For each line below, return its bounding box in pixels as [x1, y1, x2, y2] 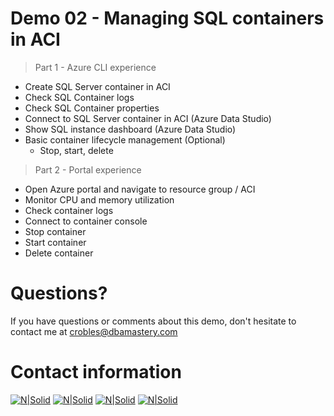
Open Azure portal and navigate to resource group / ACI [24, 183, 256, 195]
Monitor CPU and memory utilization [24, 193, 175, 206]
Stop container [24, 225, 87, 237]
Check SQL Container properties [24, 102, 160, 114]
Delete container [24, 247, 94, 259]
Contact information [10, 361, 182, 384]
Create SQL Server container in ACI [24, 80, 171, 92]
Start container [24, 236, 87, 248]
